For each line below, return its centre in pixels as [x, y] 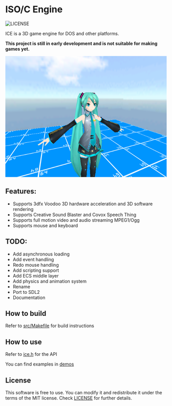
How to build [26, 313]
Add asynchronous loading [41, 254]
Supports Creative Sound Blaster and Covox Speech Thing [74, 215]
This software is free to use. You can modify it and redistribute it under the [84, 392]
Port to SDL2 [26, 292]
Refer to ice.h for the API [31, 354]
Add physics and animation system [50, 281]
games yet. [17, 49]
